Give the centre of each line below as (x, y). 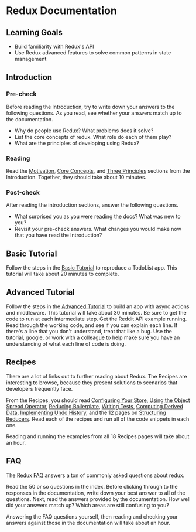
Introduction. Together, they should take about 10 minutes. (76, 177)
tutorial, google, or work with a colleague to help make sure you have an (93, 337)
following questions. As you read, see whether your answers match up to (94, 113)
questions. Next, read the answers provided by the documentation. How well (98, 499)
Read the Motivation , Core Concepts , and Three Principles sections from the (98, 170)
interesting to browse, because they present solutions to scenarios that (92, 383)
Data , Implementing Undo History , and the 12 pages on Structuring (86, 412)
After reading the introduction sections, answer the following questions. (92, 205)
